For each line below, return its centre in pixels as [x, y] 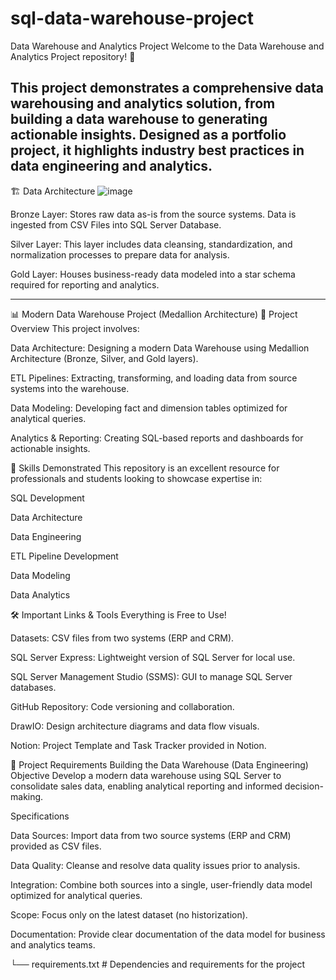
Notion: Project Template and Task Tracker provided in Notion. [138, 745]
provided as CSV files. [56, 846]
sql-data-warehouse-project [132, 18]
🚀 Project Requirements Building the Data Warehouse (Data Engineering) [159, 764]
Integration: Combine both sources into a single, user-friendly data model [161, 884]
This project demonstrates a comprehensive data [167, 88]
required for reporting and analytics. [85, 284]
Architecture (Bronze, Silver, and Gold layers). [104, 358]
